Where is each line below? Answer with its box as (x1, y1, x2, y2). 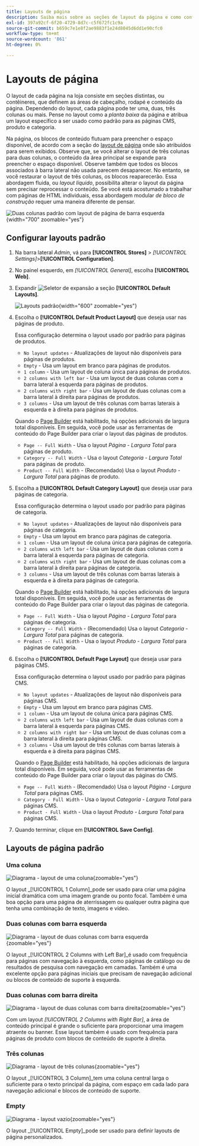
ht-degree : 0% (6, 42, 41, 48)
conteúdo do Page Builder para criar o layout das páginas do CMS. (14, 771, 178, 778)
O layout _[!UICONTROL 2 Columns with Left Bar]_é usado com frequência (6, 951, 188, 958)
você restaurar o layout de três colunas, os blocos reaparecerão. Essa (6, 173, 177, 180)
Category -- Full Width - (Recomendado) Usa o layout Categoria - (23, 625, 188, 632)
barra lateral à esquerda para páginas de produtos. (23, 381, 148, 388)
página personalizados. (6, 1133, 63, 1140)
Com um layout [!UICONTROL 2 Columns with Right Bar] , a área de (6, 1016, 170, 1023)
